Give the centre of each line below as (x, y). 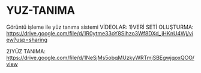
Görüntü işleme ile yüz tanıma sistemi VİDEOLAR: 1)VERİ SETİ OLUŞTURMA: (100, 27)
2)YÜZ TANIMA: (26, 51)
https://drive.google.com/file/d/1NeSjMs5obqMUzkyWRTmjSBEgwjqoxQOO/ (100, 57)
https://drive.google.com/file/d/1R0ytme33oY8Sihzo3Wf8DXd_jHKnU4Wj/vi (100, 33)
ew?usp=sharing (27, 39)
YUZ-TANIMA (40, 10)
